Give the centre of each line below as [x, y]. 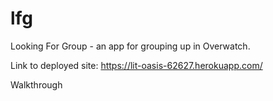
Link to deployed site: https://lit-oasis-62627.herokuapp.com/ [136, 65]
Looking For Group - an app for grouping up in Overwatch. [130, 46]
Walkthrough [36, 84]
